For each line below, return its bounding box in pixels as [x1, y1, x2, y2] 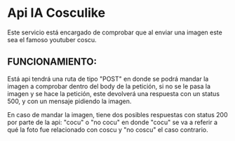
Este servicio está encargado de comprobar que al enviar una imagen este [7, 28, 222, 36]
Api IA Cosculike [7, 5, 106, 21]
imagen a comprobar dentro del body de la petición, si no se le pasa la [7, 82, 211, 90]
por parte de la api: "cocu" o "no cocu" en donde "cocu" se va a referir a [7, 118, 218, 126]
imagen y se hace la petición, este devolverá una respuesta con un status [7, 89, 220, 98]
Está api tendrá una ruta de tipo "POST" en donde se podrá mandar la [7, 74, 209, 83]
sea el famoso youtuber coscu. [7, 35, 97, 43]
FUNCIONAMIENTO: [7, 56, 97, 68]
